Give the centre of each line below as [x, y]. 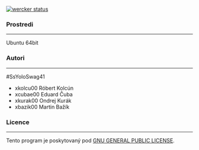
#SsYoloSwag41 [26, 76]
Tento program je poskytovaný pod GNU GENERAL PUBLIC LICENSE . [90, 140]
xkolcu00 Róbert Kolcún [44, 88]
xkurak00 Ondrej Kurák [43, 100]
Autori [15, 58]
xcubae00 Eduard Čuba [44, 94]
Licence [18, 122]
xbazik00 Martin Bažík [42, 107]
